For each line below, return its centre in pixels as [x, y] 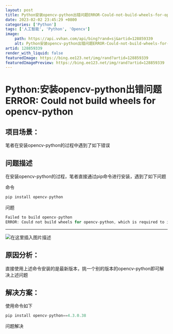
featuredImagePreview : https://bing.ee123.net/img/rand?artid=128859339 [85, 63]
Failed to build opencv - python [39, 217]
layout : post [19, 10]
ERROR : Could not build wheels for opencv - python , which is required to [85, 222]
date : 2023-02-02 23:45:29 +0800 [41, 20]
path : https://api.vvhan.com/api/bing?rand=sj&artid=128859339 [84, 39]
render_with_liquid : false [34, 53]
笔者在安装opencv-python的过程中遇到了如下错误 [58, 145]
